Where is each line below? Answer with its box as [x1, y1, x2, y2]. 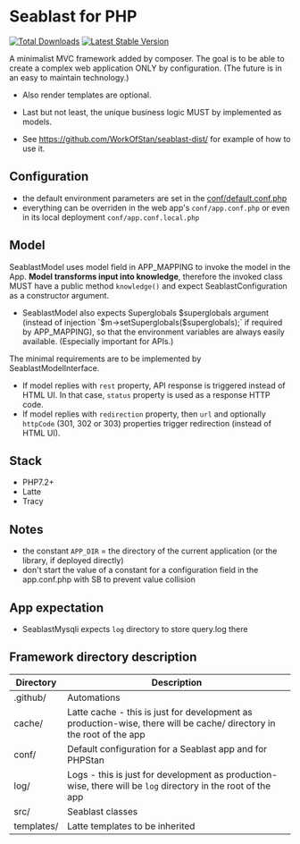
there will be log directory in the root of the [91, 780, 271, 792]
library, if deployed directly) [21, 555, 124, 566]
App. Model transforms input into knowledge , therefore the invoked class [9, 271, 283, 282]
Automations [66, 691, 121, 704]
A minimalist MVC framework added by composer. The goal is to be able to [9, 53, 285, 63]
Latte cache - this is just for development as [66, 705, 253, 718]
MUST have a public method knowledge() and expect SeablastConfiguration [9, 280, 287, 291]
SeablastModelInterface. [9, 362, 100, 373]
